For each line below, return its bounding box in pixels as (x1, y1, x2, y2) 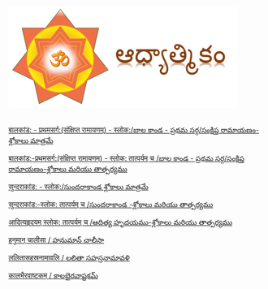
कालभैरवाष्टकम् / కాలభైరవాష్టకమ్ (8, 270, 99, 280)
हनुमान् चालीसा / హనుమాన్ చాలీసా (8, 235, 105, 244)
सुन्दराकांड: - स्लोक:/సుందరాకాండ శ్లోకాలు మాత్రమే (8, 182, 149, 192)
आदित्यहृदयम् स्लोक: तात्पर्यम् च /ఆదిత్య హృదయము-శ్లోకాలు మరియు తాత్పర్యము (8, 218, 233, 226)
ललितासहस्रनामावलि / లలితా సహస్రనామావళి (8, 253, 130, 262)
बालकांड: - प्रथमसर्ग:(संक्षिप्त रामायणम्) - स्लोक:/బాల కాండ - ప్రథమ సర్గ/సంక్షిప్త (8, 125, 219, 135)
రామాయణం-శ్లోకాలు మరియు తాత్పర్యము (8, 164, 128, 174)
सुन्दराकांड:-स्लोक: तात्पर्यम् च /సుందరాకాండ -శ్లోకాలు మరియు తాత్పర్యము (8, 200, 214, 209)
